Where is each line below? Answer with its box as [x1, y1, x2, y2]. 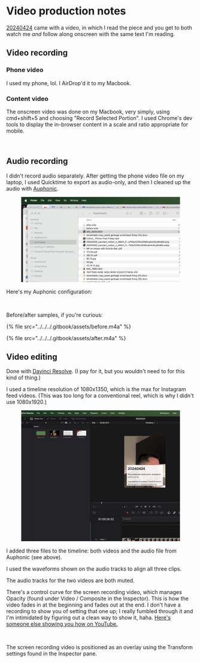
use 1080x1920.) [6, 398, 47, 406]
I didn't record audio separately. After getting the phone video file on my [6, 172, 184, 179]
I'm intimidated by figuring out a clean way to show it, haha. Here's [6, 614, 171, 621]
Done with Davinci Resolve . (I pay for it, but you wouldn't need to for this [6, 368, 185, 375]
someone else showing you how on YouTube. [6, 620, 118, 628]
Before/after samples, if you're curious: [6, 311, 103, 319]
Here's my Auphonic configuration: [6, 288, 93, 295]
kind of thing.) [6, 374, 41, 382]
